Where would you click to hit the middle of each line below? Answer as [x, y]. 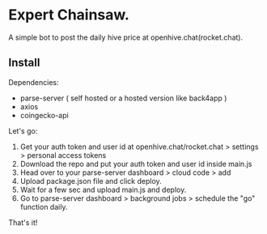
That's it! [23, 222]
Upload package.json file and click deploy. [91, 181]
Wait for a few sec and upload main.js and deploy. [103, 189]
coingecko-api [44, 115]
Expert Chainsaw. [69, 15]
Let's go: [23, 130]
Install [24, 63]
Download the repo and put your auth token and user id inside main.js [136, 164]
